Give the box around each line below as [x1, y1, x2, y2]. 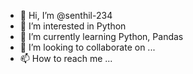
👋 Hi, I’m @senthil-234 [19, 10, 113, 21]
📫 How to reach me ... [19, 53, 113, 64]
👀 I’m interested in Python [19, 20, 127, 32]
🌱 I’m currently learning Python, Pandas [19, 31, 184, 42]
